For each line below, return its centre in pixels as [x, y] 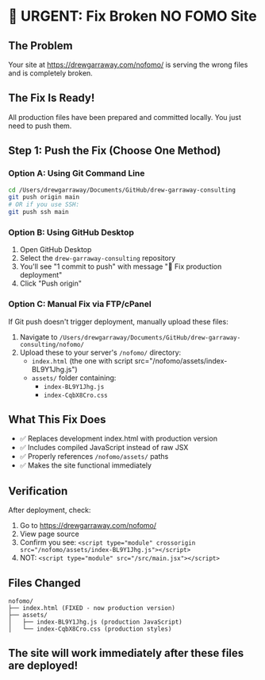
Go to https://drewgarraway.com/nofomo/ [88, 526]
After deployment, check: [50, 510]
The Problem [40, 46]
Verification [38, 491]
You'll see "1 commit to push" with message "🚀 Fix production [121, 266]
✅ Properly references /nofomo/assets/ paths [94, 457]
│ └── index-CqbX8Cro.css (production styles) [90, 629]
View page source [49, 534]
